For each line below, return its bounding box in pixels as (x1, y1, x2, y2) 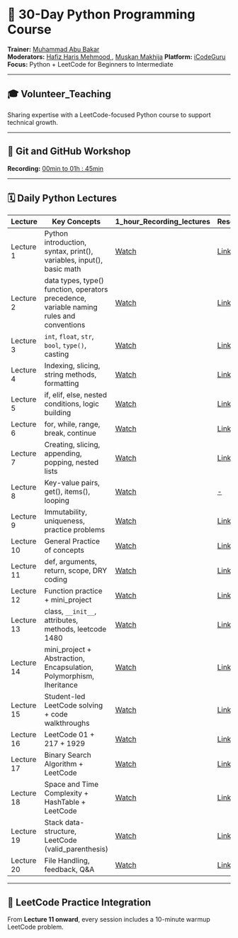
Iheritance (44, 680, 78, 690)
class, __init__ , (44, 607, 97, 617)
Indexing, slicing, (44, 361, 101, 371)
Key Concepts (52, 216, 101, 226)
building (44, 408, 72, 418)
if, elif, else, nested (44, 390, 108, 400)
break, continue (44, 429, 97, 438)
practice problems (44, 525, 105, 535)
